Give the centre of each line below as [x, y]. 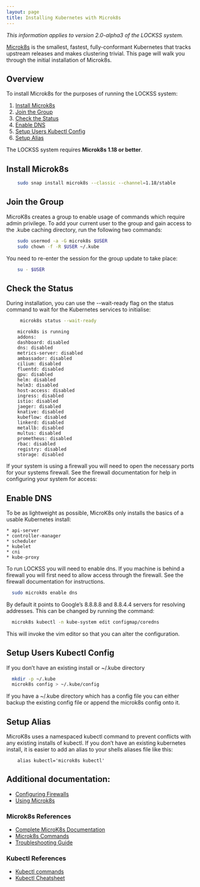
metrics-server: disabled [50, 353]
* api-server [23, 530]
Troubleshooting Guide [44, 842]
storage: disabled [41, 455]
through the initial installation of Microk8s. [59, 60]
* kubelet [19, 546]
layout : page [23, 12]
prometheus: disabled [45, 439]
